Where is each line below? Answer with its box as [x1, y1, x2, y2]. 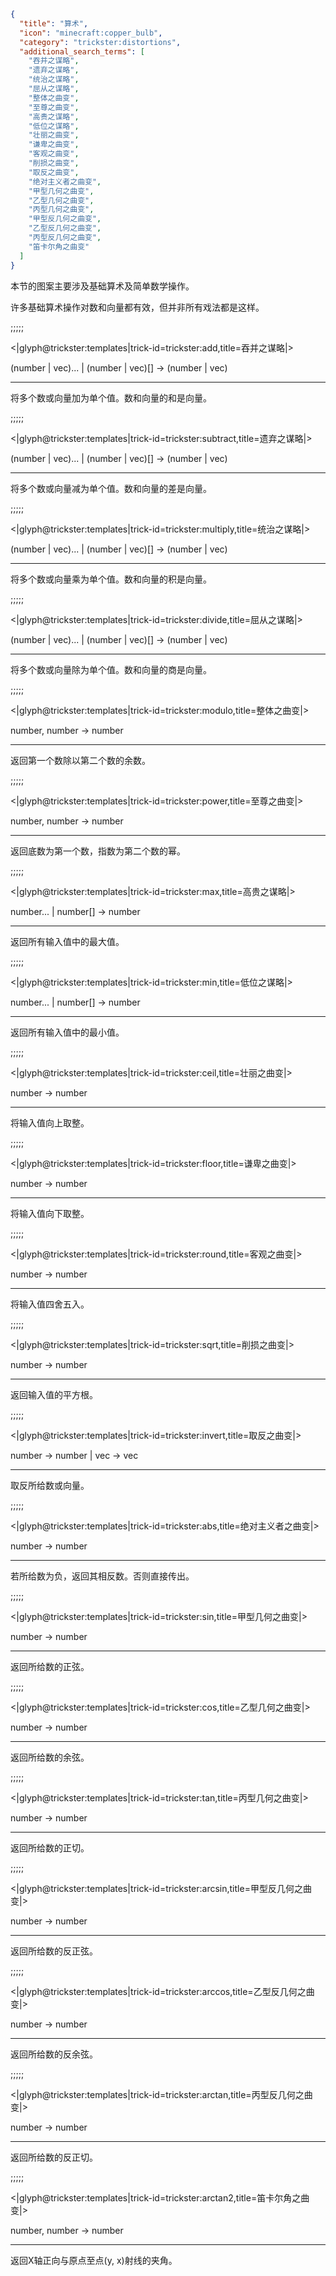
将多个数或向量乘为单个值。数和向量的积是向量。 [10, 573, 212, 585]
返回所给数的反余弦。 [10, 2048, 98, 2060]
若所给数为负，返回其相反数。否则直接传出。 [10, 1570, 195, 1582]
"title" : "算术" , [19, 18, 89, 29]
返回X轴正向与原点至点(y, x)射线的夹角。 [10, 2254, 178, 2266]
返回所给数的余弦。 [10, 1751, 90, 1763]
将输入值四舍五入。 [10, 1298, 90, 1310]
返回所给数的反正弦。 [10, 1945, 98, 1957]
